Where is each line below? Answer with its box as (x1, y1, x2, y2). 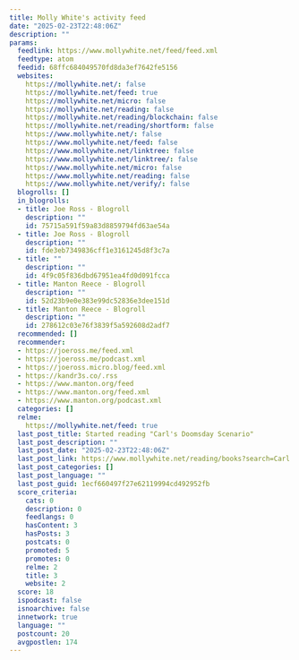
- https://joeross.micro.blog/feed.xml (17, 363, 167, 372)
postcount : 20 (17, 629, 70, 639)
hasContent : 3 (25, 521, 78, 530)
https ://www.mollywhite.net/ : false (25, 130, 163, 139)
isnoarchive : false (17, 604, 90, 613)
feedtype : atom (17, 55, 74, 64)
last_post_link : (17, 454, 78, 464)
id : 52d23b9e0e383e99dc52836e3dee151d (25, 296, 170, 305)
